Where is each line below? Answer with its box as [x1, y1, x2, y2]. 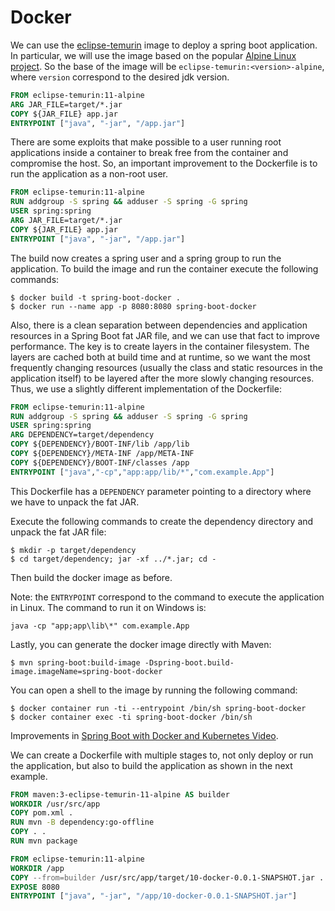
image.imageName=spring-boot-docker [10, 666, 163, 676]
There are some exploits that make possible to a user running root [10, 136, 282, 148]
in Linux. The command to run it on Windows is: [10, 601, 207, 613]
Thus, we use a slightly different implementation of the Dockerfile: [10, 382, 282, 395]
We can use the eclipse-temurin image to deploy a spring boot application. [10, 39, 318, 51]
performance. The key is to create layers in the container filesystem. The [10, 340, 310, 352]
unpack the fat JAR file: [10, 526, 107, 538]
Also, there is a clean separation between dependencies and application [10, 319, 308, 331]
